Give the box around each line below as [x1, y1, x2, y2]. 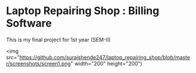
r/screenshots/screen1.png [6, 60, 71, 67]
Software [6, 16, 52, 30]
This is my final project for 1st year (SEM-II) [6, 36, 111, 43]
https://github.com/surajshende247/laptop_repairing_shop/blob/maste [19, 54, 190, 61]
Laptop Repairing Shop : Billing [6, 4, 160, 18]
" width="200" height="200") [70, 60, 142, 67]
